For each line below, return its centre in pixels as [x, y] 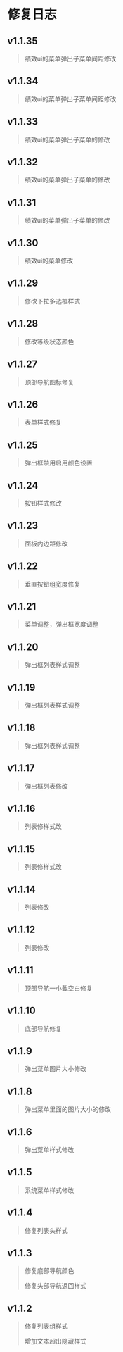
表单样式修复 [43, 423]
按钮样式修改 [43, 503]
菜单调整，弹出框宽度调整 [61, 625]
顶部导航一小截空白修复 [58, 988]
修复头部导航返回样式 [55, 1286]
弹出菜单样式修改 [49, 1149]
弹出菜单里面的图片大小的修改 [67, 1109]
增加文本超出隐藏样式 [55, 1341]
